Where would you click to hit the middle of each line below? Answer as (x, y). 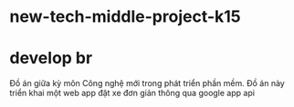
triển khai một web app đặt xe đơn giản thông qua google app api (132, 93)
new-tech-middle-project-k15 (126, 17)
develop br (51, 58)
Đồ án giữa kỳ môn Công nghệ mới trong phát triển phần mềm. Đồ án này (147, 83)
